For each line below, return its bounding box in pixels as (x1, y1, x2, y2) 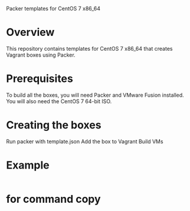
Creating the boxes (6, 118, 101, 132)
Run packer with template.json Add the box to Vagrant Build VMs (6, 138, 163, 145)
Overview (6, 26, 55, 39)
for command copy (6, 192, 101, 206)
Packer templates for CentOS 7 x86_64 (6, 5, 101, 12)
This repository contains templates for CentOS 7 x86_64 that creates (6, 45, 173, 52)
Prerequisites (6, 72, 74, 85)
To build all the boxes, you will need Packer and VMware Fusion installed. (6, 91, 184, 98)
